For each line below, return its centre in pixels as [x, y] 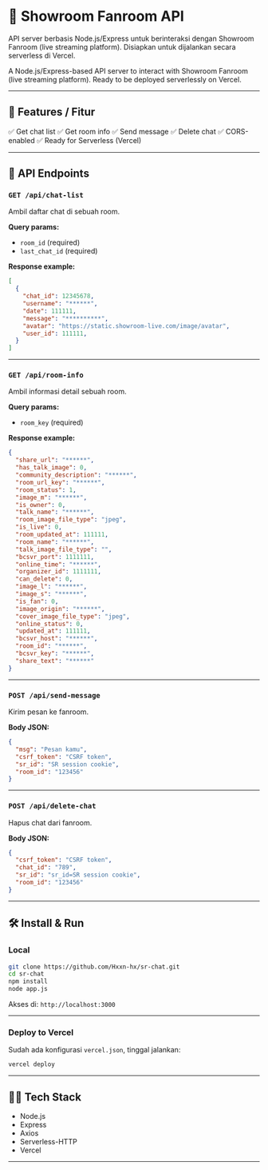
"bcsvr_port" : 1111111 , [55, 557]
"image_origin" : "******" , [60, 609]
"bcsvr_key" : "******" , [55, 654]
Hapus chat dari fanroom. [50, 822]
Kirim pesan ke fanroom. [49, 712]
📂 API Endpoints [49, 174]
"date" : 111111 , [50, 311]
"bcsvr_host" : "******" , [57, 639]
